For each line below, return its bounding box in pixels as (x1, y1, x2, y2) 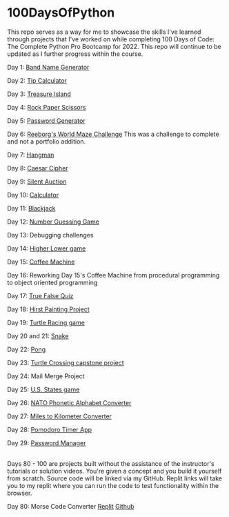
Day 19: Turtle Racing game (7, 318, 85, 326)
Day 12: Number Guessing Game (7, 217, 100, 226)
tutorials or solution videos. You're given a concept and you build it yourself (7, 467, 222, 475)
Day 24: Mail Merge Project (7, 371, 85, 380)
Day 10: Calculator (7, 191, 59, 199)
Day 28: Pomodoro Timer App (7, 425, 92, 433)
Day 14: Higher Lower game (7, 244, 86, 253)
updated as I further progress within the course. (7, 50, 143, 58)
